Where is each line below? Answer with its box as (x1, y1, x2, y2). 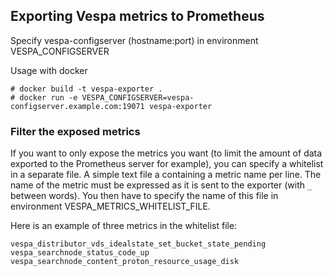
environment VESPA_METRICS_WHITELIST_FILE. (10, 200, 211, 213)
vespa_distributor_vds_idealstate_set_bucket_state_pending (10, 239, 267, 249)
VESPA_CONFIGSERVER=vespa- (81, 92, 195, 103)
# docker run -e (10, 92, 78, 103)
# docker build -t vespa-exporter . (10, 84, 163, 94)
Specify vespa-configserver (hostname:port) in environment (10, 34, 259, 46)
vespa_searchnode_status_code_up (10, 248, 150, 258)
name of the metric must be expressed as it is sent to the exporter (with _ (10, 179, 313, 191)
